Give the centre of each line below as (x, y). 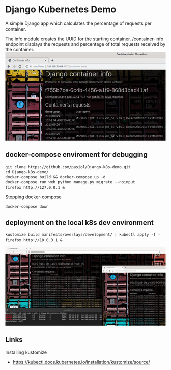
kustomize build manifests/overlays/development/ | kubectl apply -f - (83, 235)
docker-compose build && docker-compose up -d (55, 177)
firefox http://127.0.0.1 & (35, 188)
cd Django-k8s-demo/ (27, 172)
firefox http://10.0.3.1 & (34, 240)
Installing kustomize (26, 352)
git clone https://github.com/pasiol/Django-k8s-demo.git (68, 167)
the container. (20, 49)
